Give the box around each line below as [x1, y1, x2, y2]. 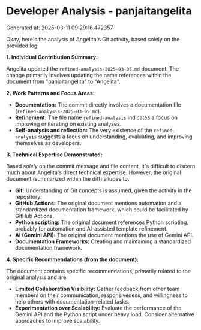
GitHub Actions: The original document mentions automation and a [14, 199, 182, 207]
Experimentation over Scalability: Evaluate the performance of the [14, 304, 182, 311]
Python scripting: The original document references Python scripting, [14, 219, 189, 226]
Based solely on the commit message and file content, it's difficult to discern [6, 162, 196, 169]
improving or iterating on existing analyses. [14, 120, 122, 127]
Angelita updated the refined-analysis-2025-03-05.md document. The [6, 65, 179, 72]
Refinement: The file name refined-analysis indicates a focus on [14, 114, 178, 121]
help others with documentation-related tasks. [14, 298, 130, 305]
